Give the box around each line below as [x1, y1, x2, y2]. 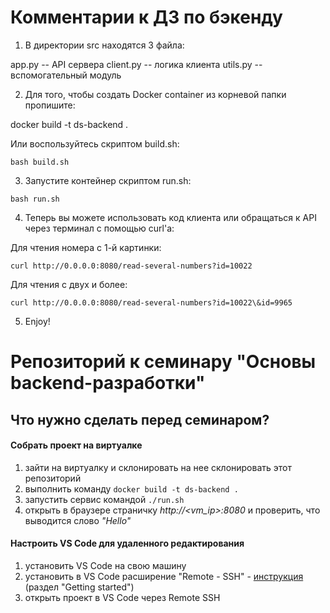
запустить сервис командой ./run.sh [24, 493, 185, 505]
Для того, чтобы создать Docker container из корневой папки [24, 88, 287, 100]
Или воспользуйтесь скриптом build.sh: [10, 137, 180, 150]
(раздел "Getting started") [24, 581, 135, 593]
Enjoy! [24, 315, 51, 327]
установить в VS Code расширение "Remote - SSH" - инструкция [24, 570, 304, 582]
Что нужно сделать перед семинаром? [10, 411, 270, 428]
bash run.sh [10, 194, 60, 204]
